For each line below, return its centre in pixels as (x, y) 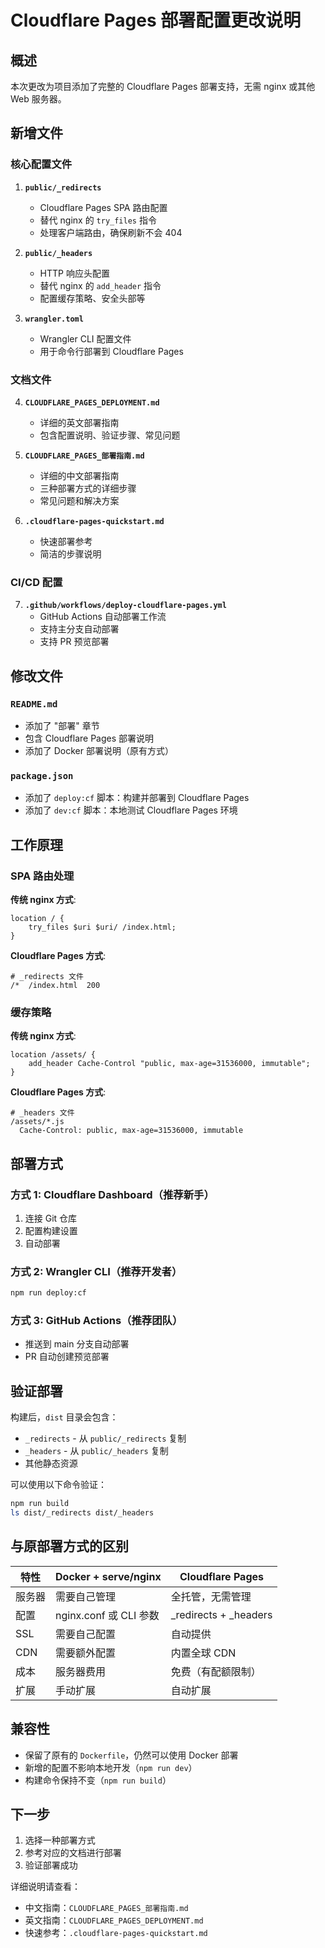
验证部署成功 (51, 1865)
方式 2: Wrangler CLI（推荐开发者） (96, 1271)
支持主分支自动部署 (79, 629)
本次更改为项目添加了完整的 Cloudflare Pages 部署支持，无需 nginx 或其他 (163, 86)
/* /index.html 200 (55, 985)
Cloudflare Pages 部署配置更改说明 (156, 20)
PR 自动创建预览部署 (67, 1357)
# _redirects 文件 (47, 976)
